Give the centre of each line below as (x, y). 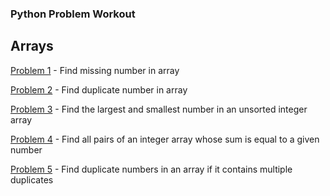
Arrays (32, 46)
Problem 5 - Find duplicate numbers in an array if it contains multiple (151, 169)
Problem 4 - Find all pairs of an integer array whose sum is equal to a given (165, 139)
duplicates (32, 179)
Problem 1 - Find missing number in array (95, 70)
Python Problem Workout (73, 14)
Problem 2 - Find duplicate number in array (99, 89)
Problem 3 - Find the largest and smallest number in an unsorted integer (159, 109)
